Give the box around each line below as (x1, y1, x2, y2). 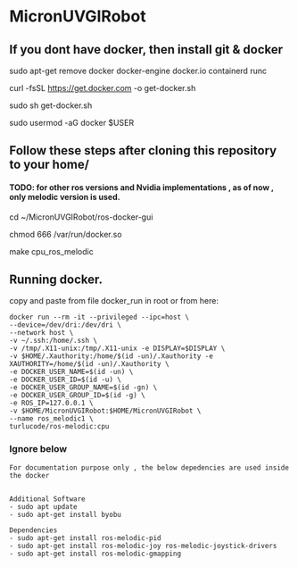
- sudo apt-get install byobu (9, 510, 122, 519)
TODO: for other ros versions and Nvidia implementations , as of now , (9, 181, 274, 193)
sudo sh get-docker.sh (9, 100, 93, 111)
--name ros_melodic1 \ (9, 414, 94, 423)
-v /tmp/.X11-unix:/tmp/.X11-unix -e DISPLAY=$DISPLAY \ (9, 344, 226, 354)
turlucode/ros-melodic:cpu (9, 422, 110, 431)
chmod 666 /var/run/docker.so (9, 229, 122, 239)
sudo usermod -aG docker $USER (9, 118, 135, 128)
